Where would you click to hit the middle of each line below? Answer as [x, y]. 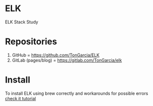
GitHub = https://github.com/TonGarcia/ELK [56, 55]
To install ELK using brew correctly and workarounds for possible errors [77, 93]
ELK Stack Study [22, 22]
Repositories [31, 42]
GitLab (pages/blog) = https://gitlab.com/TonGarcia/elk [67, 60]
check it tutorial [21, 98]
